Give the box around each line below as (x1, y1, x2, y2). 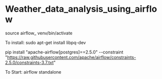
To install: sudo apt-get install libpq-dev (5, 39, 86, 45)
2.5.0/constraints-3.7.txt (5, 59, 54, 65)
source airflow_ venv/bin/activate (5, 30, 73, 36)
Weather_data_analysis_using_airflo (5, 3, 157, 15)
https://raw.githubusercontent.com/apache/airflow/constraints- (7, 54, 136, 60)
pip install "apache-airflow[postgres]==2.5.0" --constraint (5, 49, 123, 55)
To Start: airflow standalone (5, 69, 62, 75)
